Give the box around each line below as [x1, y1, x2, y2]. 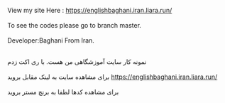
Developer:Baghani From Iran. [7, 36, 94, 45]
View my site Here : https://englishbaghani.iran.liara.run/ [7, 6, 172, 14]
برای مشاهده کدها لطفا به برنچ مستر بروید [7, 88, 119, 96]
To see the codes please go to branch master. [7, 21, 142, 29]
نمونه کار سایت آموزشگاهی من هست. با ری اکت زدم [7, 58, 147, 66]
